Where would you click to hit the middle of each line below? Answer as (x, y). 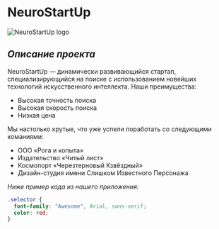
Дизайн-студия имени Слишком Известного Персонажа (103, 173)
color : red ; (31, 213)
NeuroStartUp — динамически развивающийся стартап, (92, 71)
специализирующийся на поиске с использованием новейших (102, 79)
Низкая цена (36, 115)
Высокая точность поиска (57, 100)
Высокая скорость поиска (57, 108)
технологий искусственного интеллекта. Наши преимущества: (102, 86)
